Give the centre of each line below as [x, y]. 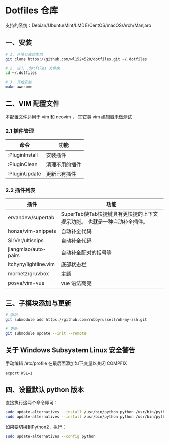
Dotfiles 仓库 [32, 10]
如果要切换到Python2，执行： [36, 427]
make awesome [19, 87]
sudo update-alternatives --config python [50, 437]
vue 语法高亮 [76, 283]
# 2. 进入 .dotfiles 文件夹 [33, 68]
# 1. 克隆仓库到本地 [24, 54]
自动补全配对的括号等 [86, 253]
